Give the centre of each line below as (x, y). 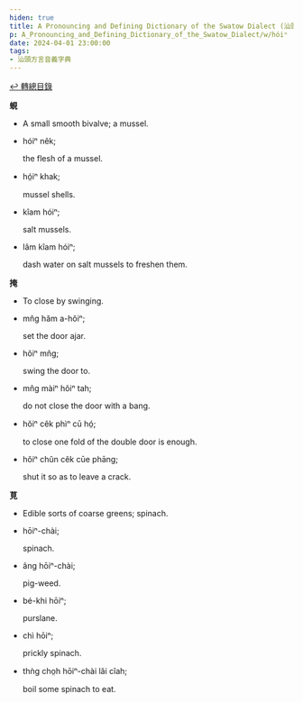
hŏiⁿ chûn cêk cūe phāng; (70, 459)
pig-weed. (41, 583)
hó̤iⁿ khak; (41, 176)
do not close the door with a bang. (86, 406)
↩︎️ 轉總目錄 (31, 86)
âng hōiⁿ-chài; (49, 566)
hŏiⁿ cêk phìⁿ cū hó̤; (59, 424)
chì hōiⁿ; (38, 635)
